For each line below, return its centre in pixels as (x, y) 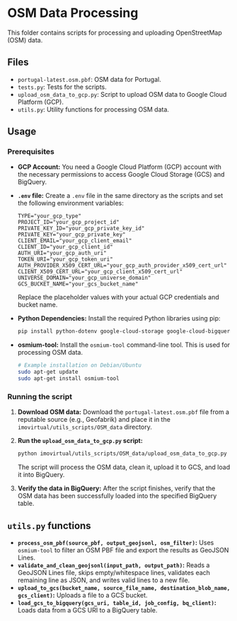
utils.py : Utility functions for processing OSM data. (93, 109)
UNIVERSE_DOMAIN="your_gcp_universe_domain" (84, 278)
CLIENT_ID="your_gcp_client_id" (65, 247)
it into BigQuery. (41, 475)
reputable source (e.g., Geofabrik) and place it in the (94, 420)
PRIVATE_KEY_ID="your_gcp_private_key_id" (81, 229)
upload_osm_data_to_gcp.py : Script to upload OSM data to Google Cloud (122, 94)
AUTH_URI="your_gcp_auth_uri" (62, 253)
